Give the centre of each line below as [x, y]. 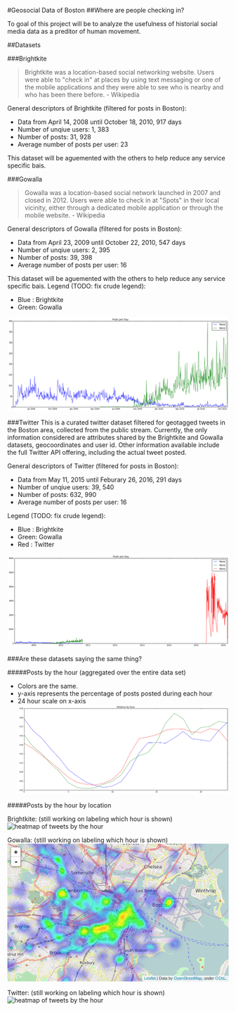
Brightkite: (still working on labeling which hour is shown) [90, 819]
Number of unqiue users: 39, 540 [66, 487]
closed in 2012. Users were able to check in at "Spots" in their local [122, 200]
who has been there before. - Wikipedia [82, 95]
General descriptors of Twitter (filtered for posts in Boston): [93, 466]
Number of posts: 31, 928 [54, 137]
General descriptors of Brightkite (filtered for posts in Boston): [97, 108]
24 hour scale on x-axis [52, 701]
